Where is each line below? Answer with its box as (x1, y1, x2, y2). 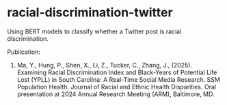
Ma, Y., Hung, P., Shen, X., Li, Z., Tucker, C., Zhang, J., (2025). (16, 61, 193, 69)
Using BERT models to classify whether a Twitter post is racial (7, 27, 182, 35)
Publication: (7, 48, 41, 56)
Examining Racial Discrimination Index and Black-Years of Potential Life (16, 68, 217, 76)
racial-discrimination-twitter (7, 5, 173, 20)
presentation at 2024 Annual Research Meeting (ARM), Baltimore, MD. (16, 90, 215, 98)
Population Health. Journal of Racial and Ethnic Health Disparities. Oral (16, 82, 217, 91)
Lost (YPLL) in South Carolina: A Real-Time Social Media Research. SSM (16, 75, 220, 83)
